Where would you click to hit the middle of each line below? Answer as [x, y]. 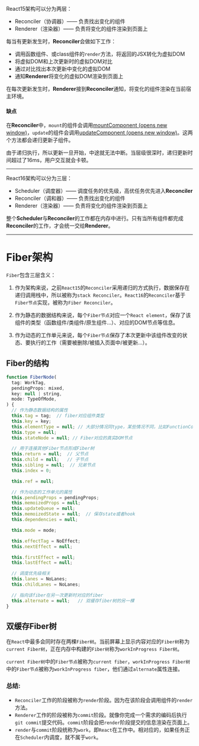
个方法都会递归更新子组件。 [40, 140]
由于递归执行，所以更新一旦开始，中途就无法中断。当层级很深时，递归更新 [97, 153]
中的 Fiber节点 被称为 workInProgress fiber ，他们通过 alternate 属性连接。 [95, 669]
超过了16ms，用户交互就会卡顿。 [51, 160]
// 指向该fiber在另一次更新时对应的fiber [57, 595]
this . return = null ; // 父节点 [50, 454]
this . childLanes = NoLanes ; [46, 585]
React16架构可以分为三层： [39, 178]
